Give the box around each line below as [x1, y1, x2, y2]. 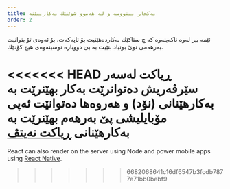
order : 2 [7, 16, 32, 23]
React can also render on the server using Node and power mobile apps [7, 147, 211, 155]
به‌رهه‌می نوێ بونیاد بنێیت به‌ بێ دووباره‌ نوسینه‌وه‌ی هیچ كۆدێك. [7, 42, 163, 51]
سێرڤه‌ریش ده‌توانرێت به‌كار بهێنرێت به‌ [7, 81, 198, 97]
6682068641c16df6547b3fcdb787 [126, 168, 224, 176]
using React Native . [7, 155, 62, 163]
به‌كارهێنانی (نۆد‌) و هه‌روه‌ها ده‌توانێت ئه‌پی [7, 95, 214, 111]
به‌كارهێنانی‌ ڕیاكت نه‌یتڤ [7, 125, 130, 140]
